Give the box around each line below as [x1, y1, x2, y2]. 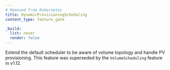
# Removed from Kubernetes [5, 7, 62, 13]
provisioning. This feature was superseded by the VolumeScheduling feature [5, 55, 163, 61]
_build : [5, 26, 22, 31]
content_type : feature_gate [5, 17, 65, 22]
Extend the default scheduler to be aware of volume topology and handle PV [5, 49, 165, 55]
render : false [10, 36, 40, 41]
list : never [10, 31, 36, 36]
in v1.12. [5, 60, 22, 66]
